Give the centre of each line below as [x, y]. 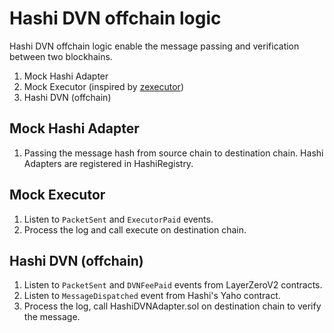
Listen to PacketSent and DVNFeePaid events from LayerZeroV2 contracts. [173, 285]
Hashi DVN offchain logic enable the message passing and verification [154, 46]
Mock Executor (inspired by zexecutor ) [103, 86]
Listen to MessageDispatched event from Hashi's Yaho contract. [152, 296]
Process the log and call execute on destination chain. [135, 229]
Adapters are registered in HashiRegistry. [108, 163]
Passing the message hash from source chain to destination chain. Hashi [173, 153]
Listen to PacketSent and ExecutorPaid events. [118, 219]
